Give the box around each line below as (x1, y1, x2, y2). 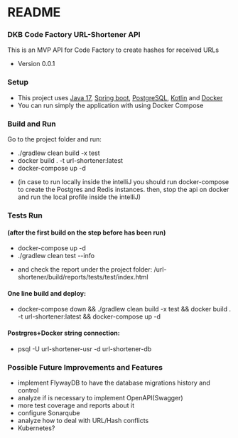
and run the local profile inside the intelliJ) (17, 193, 141, 201)
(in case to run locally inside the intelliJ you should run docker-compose (17, 178, 229, 186)
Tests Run (7, 210, 43, 220)
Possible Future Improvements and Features (7, 362, 163, 372)
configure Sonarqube (17, 408, 80, 417)
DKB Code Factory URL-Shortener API (7, 30, 141, 40)
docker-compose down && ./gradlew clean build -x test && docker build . (17, 305, 231, 314)
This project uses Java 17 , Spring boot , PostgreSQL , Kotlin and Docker (17, 93, 223, 102)
